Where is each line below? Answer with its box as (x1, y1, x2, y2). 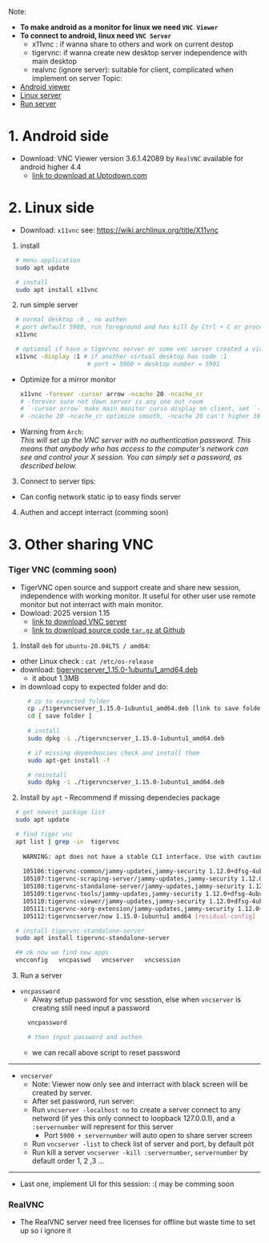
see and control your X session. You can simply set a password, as (19, 452, 243, 462)
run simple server (19, 300, 78, 310)
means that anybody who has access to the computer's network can (19, 444, 249, 454)
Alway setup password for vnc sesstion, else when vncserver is (31, 994, 242, 1005)
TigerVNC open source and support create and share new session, (19, 582, 242, 592)
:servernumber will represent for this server (31, 1122, 174, 1132)
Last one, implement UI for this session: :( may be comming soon (19, 1179, 235, 1188)
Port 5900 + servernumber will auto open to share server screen (43, 1130, 252, 1140)
